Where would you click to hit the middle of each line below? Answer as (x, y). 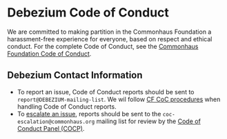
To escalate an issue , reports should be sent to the (89, 114)
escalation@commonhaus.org (56, 122)
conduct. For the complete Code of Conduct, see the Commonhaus (103, 46)
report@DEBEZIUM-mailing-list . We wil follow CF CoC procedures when (119, 99)
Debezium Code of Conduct (88, 13)
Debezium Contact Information (75, 75)
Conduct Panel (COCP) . (51, 128)
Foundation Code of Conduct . (49, 54)
